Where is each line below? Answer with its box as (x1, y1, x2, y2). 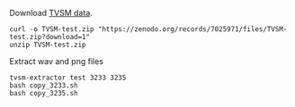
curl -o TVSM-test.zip (9, 25, 94, 34)
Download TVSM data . (9, 8, 93, 18)
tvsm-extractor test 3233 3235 (9, 73, 127, 82)
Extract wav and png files (9, 56, 104, 66)
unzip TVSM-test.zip (9, 40, 87, 49)
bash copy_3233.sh (9, 81, 78, 90)
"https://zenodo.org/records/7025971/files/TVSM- (97, 25, 288, 34)
